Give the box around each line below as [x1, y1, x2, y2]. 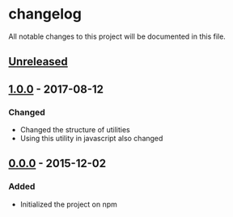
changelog [8, 5, 83, 23]
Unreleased [8, 55, 69, 69]
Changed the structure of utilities [19, 125, 131, 135]
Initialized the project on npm [19, 199, 117, 209]
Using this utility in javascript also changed [19, 134, 163, 144]
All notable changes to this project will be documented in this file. [8, 31, 227, 41]
